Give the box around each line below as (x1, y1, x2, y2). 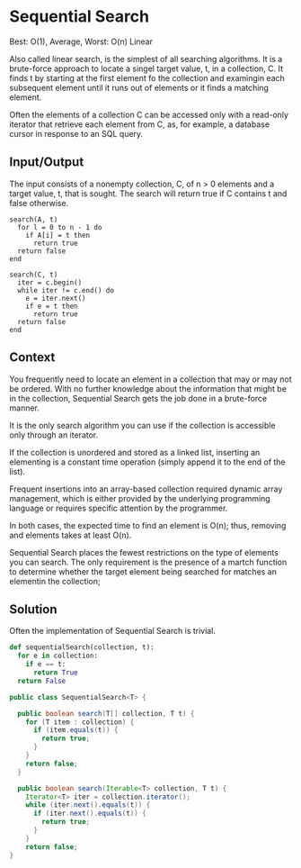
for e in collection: (17, 651, 99, 661)
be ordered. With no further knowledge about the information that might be (9, 383, 288, 393)
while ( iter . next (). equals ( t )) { (25, 800, 151, 809)
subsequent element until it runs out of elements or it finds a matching (9, 82, 270, 93)
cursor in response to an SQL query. (9, 128, 144, 139)
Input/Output (9, 155, 84, 170)
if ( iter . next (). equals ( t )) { (32, 809, 146, 818)
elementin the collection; (9, 575, 101, 586)
